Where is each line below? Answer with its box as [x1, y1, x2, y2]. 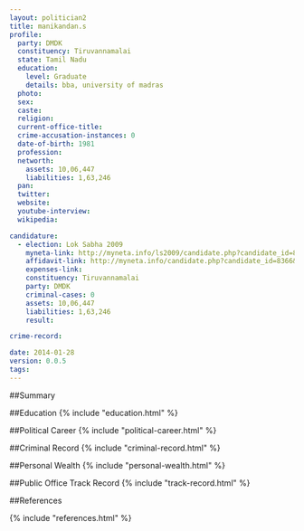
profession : [17, 147, 63, 156]
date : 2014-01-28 [9, 348, 75, 357]
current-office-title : [17, 123, 103, 132]
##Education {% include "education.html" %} [9, 407, 178, 418]
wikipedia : [17, 214, 59, 224]
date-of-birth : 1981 [17, 139, 95, 148]
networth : [17, 156, 54, 166]
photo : [17, 89, 43, 98]
